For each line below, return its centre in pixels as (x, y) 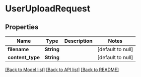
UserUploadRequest (48, 9)
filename (18, 49)
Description (78, 41)
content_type (24, 57)
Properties (22, 27)
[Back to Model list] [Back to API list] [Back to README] (62, 70)
